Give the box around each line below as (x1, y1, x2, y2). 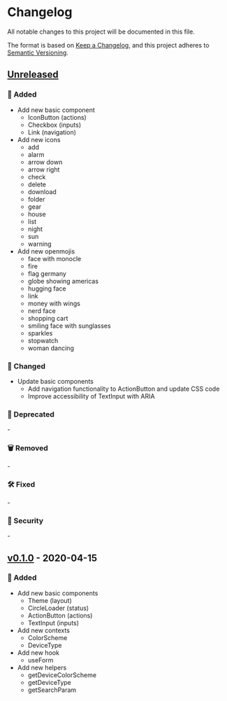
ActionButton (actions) (27, 611, 93, 620)
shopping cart (27, 314, 68, 322)
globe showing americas (27, 277, 99, 285)
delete (27, 180, 47, 188)
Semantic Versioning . (7, 48, 68, 57)
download (27, 187, 57, 196)
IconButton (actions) (27, 113, 87, 121)
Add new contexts (17, 626, 70, 634)
